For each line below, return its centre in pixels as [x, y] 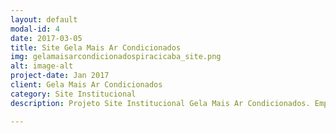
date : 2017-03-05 [46, 38]
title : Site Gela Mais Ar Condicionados [96, 47]
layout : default [44, 19]
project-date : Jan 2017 [60, 76]
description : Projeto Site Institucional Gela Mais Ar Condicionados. [160, 103]
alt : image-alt [42, 66]
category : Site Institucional [73, 94]
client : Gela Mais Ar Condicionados [86, 85]
